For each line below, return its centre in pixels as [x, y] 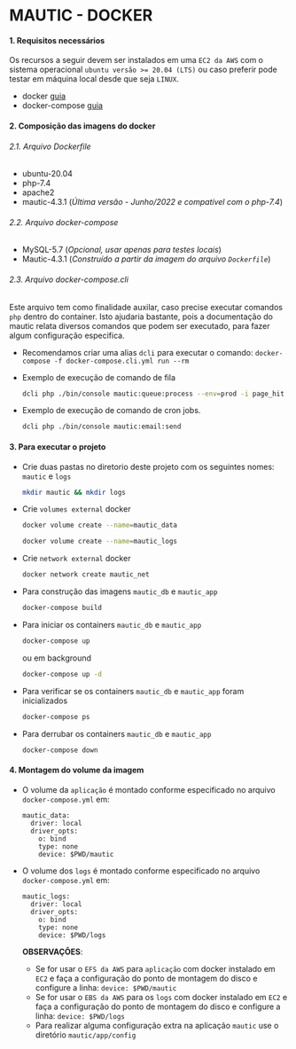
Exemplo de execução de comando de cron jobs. [111, 411]
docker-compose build [62, 608]
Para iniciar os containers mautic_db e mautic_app [112, 624]
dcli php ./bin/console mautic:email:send [101, 427]
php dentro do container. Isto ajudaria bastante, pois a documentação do [141, 317]
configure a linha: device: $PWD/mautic [106, 987]
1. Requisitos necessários [57, 40]
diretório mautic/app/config [86, 1035]
